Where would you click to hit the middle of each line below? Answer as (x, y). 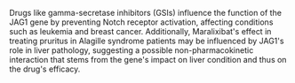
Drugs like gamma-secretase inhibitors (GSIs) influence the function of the (146, 13)
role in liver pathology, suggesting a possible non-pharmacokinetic (132, 50)
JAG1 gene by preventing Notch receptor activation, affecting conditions (141, 22)
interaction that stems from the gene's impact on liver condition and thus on (148, 60)
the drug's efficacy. (45, 69)
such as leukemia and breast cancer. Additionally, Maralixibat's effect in (140, 31)
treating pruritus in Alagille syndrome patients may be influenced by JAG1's (147, 41)
